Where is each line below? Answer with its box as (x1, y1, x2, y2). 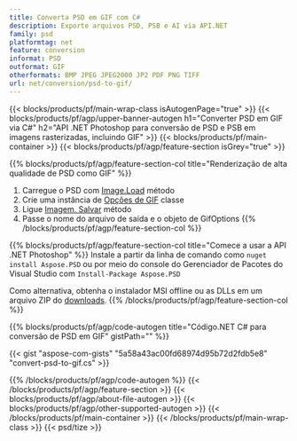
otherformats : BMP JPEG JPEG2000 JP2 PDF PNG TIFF (9, 71, 200, 80)
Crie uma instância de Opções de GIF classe (21, 194, 184, 205)
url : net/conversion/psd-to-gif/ (9, 79, 133, 88)
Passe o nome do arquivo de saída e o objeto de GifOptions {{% (21, 213, 256, 224)
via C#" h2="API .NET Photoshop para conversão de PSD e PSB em (9, 122, 256, 133)
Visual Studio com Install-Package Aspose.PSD (9, 268, 181, 279)
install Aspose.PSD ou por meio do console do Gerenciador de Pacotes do (9, 258, 284, 269)
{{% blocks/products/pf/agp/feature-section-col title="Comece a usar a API (9, 240, 286, 250)
